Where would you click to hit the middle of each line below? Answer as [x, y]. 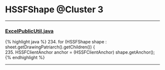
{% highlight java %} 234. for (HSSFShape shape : [56, 42]
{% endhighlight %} [25, 58]
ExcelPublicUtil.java [29, 31]
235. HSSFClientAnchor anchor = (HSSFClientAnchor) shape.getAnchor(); [80, 52]
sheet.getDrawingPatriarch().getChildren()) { [50, 47]
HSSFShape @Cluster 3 [54, 10]
